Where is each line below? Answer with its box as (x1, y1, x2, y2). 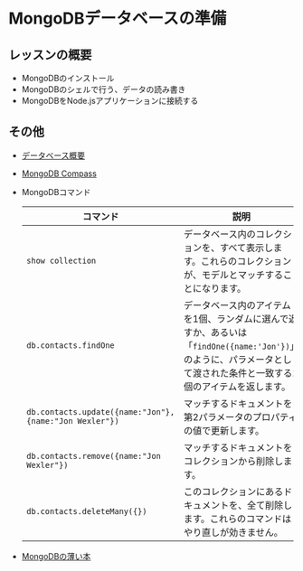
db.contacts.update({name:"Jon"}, (25, 407, 175, 417)
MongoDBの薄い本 (21, 550, 91, 561)
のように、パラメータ (183, 353, 274, 366)
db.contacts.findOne (25, 340, 115, 351)
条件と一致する (228, 367, 293, 379)
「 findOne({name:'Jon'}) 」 (183, 340, 299, 352)
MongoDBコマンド (21, 186, 91, 197)
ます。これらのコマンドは (183, 512, 292, 525)
